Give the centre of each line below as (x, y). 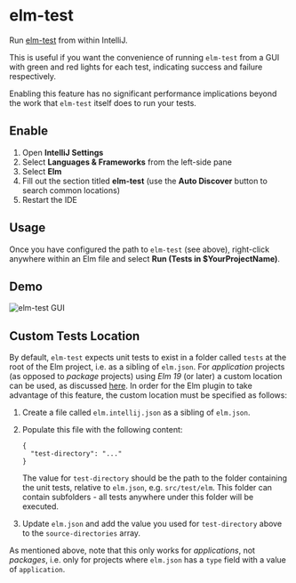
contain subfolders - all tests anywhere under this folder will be (138, 497)
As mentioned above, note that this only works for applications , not (132, 551)
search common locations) (71, 190)
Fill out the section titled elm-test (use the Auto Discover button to (145, 181)
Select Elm (42, 171)
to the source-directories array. (81, 533)
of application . (37, 570)
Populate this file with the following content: (102, 430)
